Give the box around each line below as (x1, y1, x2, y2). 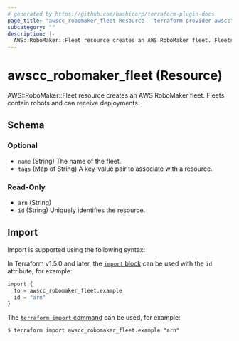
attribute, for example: (7, 266, 73, 275)
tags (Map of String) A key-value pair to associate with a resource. (17, 164, 213, 173)
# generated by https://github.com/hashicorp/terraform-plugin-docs (7, 10, 215, 18)
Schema (7, 119, 45, 132)
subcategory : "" (7, 23, 55, 31)
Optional (7, 140, 38, 150)
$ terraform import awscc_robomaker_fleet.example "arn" (7, 327, 180, 335)
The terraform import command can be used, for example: (7, 313, 181, 322)
